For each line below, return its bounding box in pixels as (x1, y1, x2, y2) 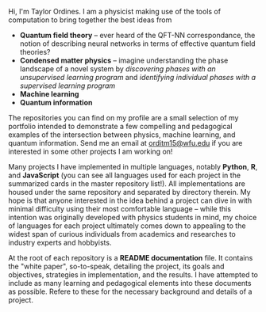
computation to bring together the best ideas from (8, 15, 172, 25)
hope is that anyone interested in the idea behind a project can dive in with (8, 196, 253, 205)
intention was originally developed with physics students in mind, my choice (8, 213, 257, 222)
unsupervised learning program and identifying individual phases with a (19, 73, 256, 82)
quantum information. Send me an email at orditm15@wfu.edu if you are (8, 139, 243, 147)
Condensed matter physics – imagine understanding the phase (19, 55, 229, 65)
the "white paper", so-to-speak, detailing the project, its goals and (8, 261, 225, 271)
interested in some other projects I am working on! (8, 146, 173, 156)
